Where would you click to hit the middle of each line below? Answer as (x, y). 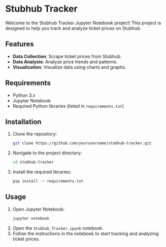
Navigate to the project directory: (47, 153)
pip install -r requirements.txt (48, 181)
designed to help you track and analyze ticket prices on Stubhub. (73, 28)
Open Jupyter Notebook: (39, 209)
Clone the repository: (35, 134)
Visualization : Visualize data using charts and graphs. (69, 67)
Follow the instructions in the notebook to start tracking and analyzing (86, 233)
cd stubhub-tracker (33, 162)
